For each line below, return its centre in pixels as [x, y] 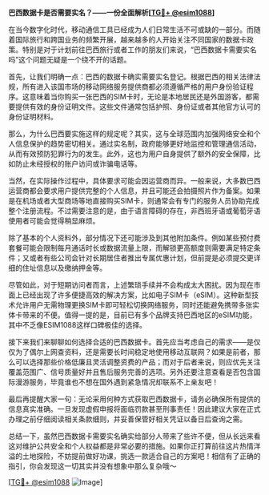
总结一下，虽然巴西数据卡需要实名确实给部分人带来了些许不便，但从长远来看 [134, 436]
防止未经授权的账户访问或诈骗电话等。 [78, 164]
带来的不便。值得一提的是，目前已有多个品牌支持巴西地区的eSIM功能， [139, 315]
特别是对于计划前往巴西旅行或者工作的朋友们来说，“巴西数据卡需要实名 [140, 50]
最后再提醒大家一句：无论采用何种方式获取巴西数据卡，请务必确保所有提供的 [134, 399]
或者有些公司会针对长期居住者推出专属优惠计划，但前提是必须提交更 [141, 258]
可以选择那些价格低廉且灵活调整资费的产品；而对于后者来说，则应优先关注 [138, 362]
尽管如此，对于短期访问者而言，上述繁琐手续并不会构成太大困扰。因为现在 [131, 285]
